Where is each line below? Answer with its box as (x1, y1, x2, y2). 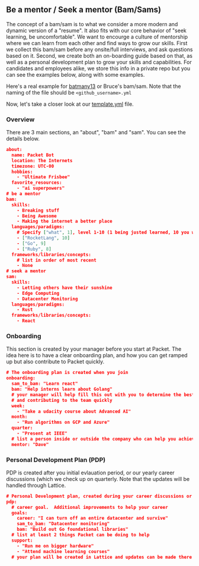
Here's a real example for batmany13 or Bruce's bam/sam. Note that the (6, 83, 181, 90)
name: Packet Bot (11, 152, 54, 158)
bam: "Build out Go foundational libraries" (17, 526, 129, 533)
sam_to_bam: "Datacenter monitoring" (17, 521, 110, 527)
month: (11, 414, 28, 420)
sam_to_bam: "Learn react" (11, 381, 78, 387)
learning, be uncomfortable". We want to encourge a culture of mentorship (6, 33, 188, 40)
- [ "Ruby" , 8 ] (17, 246, 52, 252)
